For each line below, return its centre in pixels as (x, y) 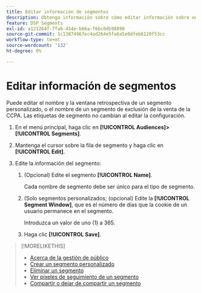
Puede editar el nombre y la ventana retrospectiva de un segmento (89, 102)
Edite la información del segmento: (58, 163)
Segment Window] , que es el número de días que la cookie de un (106, 205)
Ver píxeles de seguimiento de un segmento (84, 277)
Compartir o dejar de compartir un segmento (85, 283)
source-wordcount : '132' (37, 46)
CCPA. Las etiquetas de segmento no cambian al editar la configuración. (96, 116)
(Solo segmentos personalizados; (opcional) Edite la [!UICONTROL (107, 198)
